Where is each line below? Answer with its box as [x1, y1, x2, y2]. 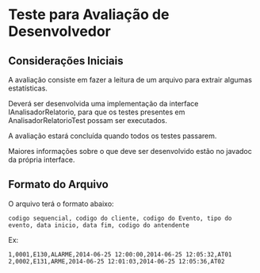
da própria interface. [8, 155, 75, 164]
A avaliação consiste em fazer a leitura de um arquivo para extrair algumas [8, 75, 252, 84]
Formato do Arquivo [8, 178, 109, 191]
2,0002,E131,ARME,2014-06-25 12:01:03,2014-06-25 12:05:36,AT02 [8, 257, 225, 265]
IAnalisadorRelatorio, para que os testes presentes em [8, 107, 185, 117]
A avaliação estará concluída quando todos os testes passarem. [8, 131, 217, 140]
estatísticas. [8, 83, 48, 93]
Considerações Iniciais [8, 54, 124, 67]
